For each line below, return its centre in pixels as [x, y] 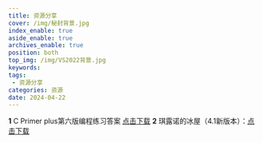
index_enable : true [41, 30]
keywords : [25, 68]
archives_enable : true [46, 46]
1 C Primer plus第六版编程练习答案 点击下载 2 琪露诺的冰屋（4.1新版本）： [128, 121]
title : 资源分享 [33, 16]
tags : [17, 75]
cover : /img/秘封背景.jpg [49, 23]
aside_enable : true [41, 38]
